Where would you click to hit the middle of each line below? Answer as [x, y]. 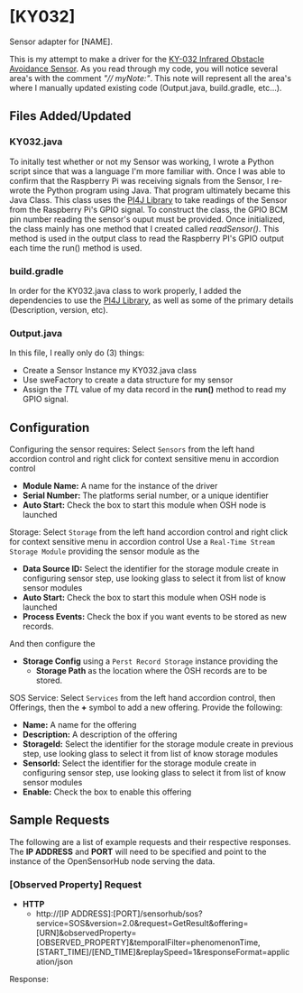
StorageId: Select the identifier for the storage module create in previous [158, 744]
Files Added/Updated [70, 116]
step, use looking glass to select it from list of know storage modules [150, 754]
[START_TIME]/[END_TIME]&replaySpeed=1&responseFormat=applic [163, 952]
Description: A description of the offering [100, 735]
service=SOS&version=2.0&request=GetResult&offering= [142, 924]
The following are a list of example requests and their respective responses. [150, 841]
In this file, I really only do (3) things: [77, 353]
